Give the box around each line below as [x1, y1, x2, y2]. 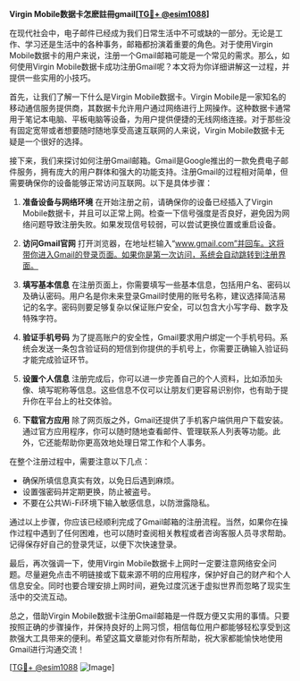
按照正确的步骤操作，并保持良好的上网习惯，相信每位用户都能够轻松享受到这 [9, 622, 291, 632]
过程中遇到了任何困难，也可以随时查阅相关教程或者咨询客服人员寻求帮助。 [16, 528, 291, 538]
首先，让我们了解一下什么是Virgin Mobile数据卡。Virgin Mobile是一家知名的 [9, 91, 287, 102]
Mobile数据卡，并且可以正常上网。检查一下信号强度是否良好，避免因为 [21, 208, 283, 218]
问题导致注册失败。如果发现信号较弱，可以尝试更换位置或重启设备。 [29, 219, 281, 229]
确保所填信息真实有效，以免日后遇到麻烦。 [21, 475, 179, 486]
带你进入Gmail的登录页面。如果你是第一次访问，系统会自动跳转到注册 [21, 250, 279, 260]
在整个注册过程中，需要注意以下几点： [9, 456, 150, 466]
